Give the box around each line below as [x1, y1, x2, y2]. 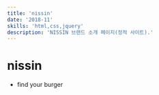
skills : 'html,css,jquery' [7, 22, 84, 29]
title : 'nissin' [7, 9, 53, 17]
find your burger [16, 81, 63, 89]
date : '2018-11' [7, 16, 53, 23]
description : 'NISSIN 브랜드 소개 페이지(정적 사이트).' [7, 28, 154, 36]
